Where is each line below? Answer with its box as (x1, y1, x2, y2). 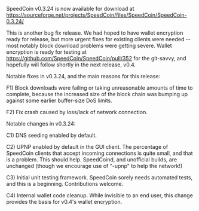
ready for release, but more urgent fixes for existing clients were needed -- (6, 36, 191, 42)
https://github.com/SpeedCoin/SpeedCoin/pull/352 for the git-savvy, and (6, 55, 186, 62)
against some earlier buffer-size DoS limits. (6, 97, 112, 104)
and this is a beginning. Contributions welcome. (6, 181, 124, 187)
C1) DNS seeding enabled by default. (6, 132, 97, 139)
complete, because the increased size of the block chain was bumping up (6, 91, 188, 97)
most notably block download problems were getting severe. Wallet (6, 42, 172, 49)
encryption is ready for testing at (6, 48, 87, 56)
